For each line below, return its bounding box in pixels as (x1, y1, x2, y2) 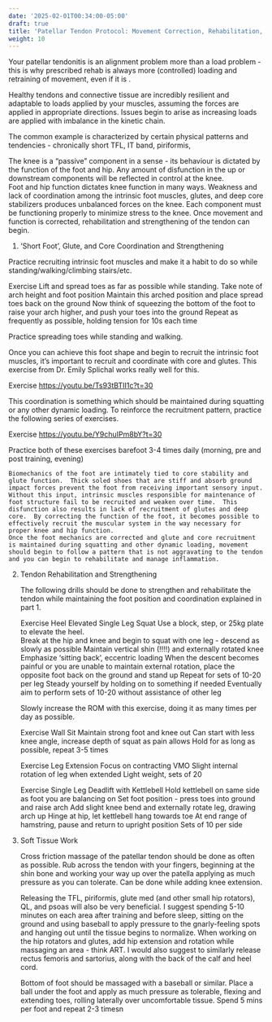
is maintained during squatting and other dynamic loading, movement (8, 541, 249, 550)
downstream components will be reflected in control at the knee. (8, 173, 225, 183)
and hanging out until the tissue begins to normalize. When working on (19, 928, 257, 937)
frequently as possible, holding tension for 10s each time (8, 316, 198, 326)
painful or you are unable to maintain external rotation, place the (19, 661, 235, 672)
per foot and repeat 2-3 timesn (19, 1004, 124, 1014)
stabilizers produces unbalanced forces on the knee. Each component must (8, 200, 261, 209)
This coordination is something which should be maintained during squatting (8, 397, 265, 406)
